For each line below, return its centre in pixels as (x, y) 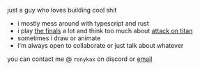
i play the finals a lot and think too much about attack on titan (105, 31)
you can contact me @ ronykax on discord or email (80, 59)
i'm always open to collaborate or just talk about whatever (100, 45)
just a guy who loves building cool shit (62, 10)
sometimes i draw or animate (59, 38)
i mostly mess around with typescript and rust (83, 23)
